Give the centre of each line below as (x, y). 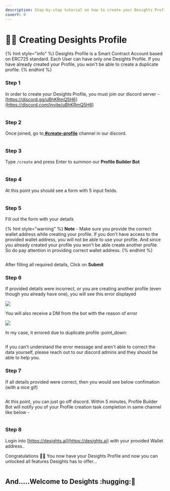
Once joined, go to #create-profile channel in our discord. (66, 133)
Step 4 (13, 179)
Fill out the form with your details (39, 219)
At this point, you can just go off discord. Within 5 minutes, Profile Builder (81, 401)
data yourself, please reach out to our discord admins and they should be (81, 352)
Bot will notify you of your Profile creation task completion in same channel (83, 407)
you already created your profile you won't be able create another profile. (82, 245)
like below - (17, 412)
